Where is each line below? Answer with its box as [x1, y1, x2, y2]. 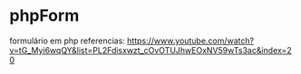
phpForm [9, 5, 80, 26]
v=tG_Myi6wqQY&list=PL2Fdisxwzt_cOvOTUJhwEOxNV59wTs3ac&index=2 [9, 44, 292, 55]
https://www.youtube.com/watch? [126, 35, 255, 46]
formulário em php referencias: [9, 35, 125, 46]
